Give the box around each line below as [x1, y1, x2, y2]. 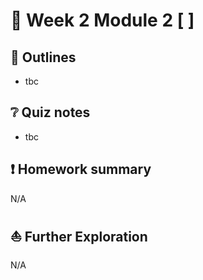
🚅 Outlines [10, 49, 77, 66]
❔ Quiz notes [10, 104, 91, 121]
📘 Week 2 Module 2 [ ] [10, 9, 195, 32]
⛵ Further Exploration [10, 229, 148, 246]
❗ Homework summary [10, 161, 152, 178]
